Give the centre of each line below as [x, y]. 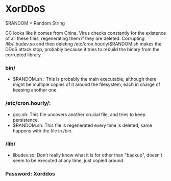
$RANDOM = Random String [35, 23]
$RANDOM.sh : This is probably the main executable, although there [84, 79]
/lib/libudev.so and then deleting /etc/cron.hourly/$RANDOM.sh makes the [83, 43]
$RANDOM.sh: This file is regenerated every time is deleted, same [82, 125]
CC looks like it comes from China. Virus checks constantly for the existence [86, 33]
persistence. [26, 120]
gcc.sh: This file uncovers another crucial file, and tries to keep [79, 114]
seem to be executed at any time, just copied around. [69, 160]
